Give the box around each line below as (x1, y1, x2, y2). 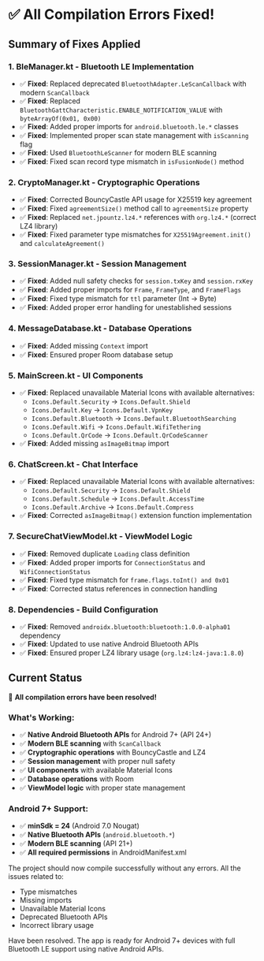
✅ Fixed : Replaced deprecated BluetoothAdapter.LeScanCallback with (19, 79, 247, 88)
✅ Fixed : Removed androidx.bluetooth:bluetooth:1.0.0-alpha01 (19, 621, 231, 631)
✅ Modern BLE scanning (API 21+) (19, 839, 133, 848)
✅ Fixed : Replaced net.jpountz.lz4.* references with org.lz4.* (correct (19, 213, 257, 222)
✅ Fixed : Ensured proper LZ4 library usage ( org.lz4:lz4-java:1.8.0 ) (19, 648, 244, 657)
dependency (19, 631, 61, 640)
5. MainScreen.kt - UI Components (8, 370, 143, 381)
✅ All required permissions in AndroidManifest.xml (19, 847, 187, 857)
